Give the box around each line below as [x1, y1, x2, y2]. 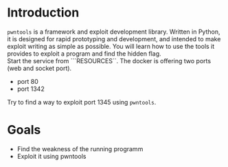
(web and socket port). [7, 64, 72, 72]
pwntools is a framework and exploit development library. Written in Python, [7, 27, 220, 36]
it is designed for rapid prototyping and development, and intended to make [7, 34, 221, 43]
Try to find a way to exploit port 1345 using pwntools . [7, 98, 157, 106]
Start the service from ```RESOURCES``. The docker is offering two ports [7, 56, 212, 65]
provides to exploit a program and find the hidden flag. [7, 49, 161, 58]
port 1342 [16, 85, 45, 93]
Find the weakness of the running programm [16, 144, 144, 153]
